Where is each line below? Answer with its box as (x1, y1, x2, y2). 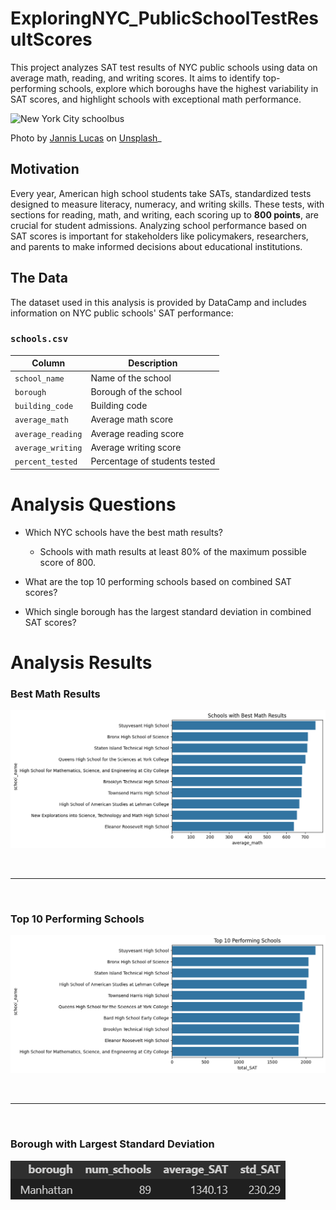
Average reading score (90, 427, 185, 439)
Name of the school (90, 372, 172, 384)
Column (31, 357, 66, 369)
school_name (14, 373, 65, 384)
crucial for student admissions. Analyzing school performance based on (10, 219, 308, 231)
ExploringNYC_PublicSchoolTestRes (10, 7, 320, 30)
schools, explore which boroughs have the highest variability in (58, 82, 319, 94)
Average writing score (90, 441, 182, 453)
